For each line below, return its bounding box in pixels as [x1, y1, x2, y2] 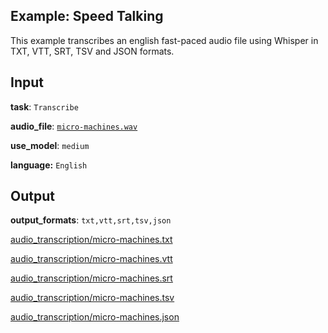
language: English [10, 159, 88, 171]
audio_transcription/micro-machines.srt [10, 272, 173, 284]
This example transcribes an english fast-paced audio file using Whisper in [10, 34, 319, 46]
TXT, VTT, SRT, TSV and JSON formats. [10, 45, 175, 57]
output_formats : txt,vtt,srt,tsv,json [10, 214, 172, 226]
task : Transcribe [10, 100, 79, 113]
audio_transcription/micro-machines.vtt [10, 253, 173, 265]
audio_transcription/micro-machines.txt [10, 234, 173, 246]
